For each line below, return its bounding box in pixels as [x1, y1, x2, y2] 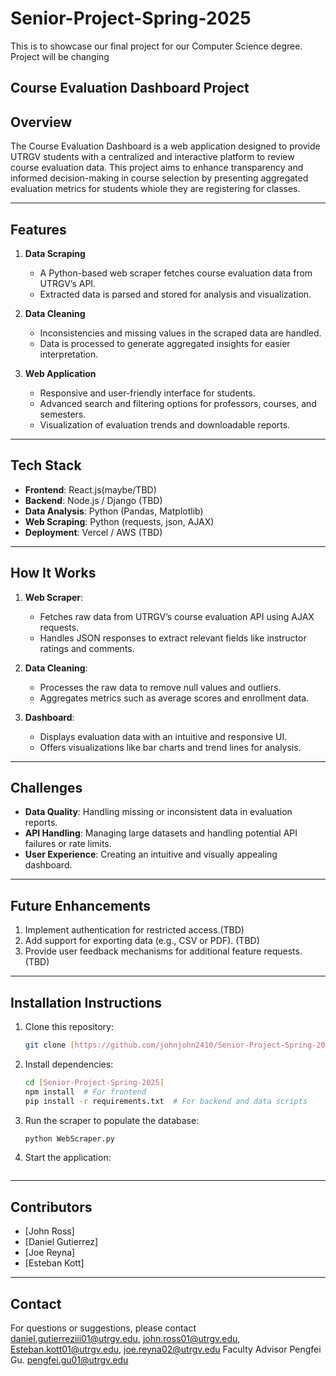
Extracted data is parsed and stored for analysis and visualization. [39, 288, 312, 300]
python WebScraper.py [24, 1133, 115, 1144]
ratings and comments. [39, 642, 135, 654]
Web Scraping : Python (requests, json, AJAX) [24, 515, 215, 527]
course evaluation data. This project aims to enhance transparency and [10, 162, 304, 174]
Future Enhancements [10, 897, 152, 914]
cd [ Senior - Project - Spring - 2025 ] [24, 1077, 165, 1087]
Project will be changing [10, 50, 110, 62]
